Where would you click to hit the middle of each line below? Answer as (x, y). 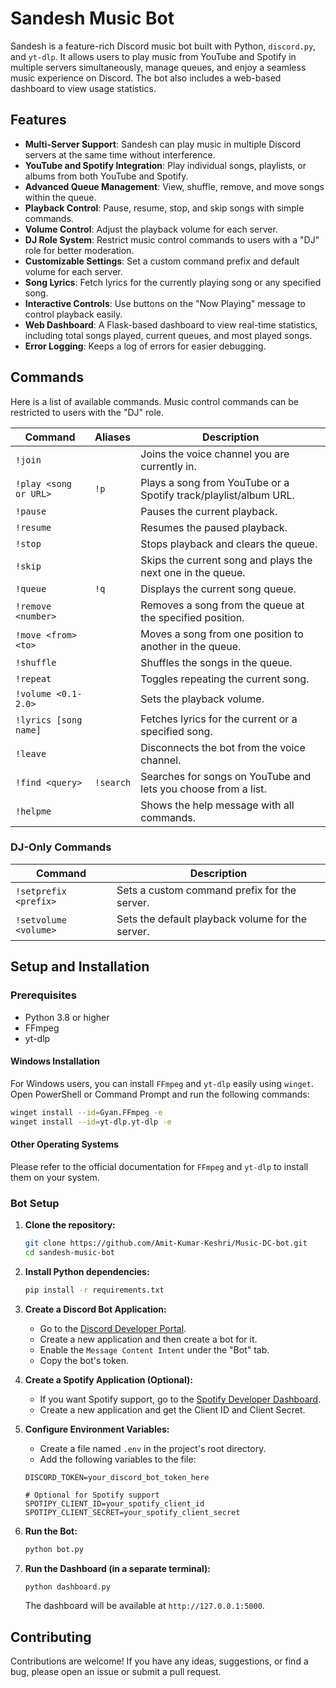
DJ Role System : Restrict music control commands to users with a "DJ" (172, 239)
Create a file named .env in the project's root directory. (153, 1448)
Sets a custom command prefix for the (206, 890)
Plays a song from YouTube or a (215, 482)
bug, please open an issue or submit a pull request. (116, 1672)
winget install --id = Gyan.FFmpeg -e (86, 1112)
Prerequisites (43, 995)
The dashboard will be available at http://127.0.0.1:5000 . (144, 1606)
